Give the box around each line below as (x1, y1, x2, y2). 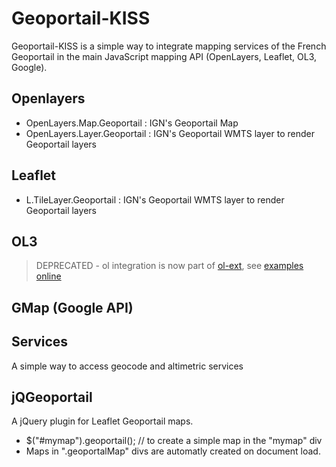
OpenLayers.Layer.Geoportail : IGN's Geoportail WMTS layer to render (25, 127, 315, 139)
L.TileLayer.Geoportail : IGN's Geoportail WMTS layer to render (25, 193, 285, 206)
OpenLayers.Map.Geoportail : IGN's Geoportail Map (25, 117, 239, 129)
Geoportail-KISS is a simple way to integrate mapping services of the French (11, 40, 327, 52)
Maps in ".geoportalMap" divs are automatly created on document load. (25, 445, 321, 457)
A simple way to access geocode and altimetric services (11, 360, 244, 372)
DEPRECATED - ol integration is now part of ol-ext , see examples (35, 260, 304, 272)
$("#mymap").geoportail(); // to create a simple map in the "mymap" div (25, 435, 323, 447)
